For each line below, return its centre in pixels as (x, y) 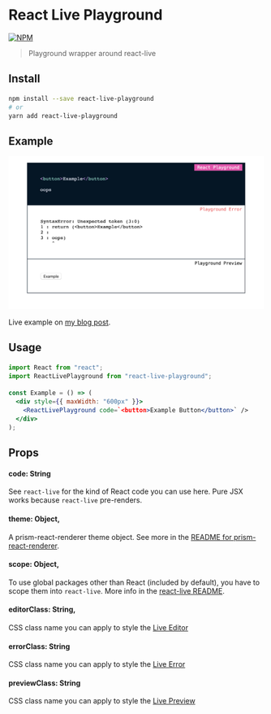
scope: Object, (34, 564)
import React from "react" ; (56, 368)
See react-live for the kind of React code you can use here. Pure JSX (126, 492)
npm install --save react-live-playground (81, 98)
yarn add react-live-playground (63, 115)
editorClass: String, (42, 610)
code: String (30, 473)
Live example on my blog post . (60, 322)
